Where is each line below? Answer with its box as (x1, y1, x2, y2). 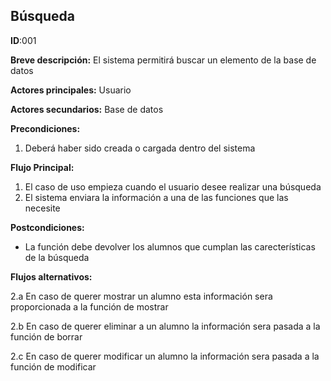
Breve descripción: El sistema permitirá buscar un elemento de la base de (10, 54, 317, 66)
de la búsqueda (24, 251, 90, 263)
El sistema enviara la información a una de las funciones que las (24, 191, 289, 203)
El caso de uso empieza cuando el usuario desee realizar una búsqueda (24, 180, 322, 193)
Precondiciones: (10, 122, 81, 134)
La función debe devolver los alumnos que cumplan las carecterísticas (24, 240, 316, 253)
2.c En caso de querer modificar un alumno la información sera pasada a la (10, 350, 320, 362)
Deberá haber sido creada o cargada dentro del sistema (24, 142, 256, 154)
